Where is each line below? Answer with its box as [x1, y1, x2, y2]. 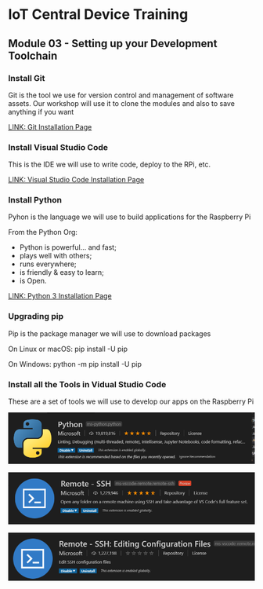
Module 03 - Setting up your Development [8, 37, 218, 50]
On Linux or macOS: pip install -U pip [8, 344, 128, 353]
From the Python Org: [8, 228, 78, 237]
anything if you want [8, 107, 74, 116]
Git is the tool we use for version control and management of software [8, 90, 234, 100]
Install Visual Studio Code [8, 141, 108, 152]
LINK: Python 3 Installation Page [8, 291, 112, 301]
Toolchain [8, 49, 58, 62]
